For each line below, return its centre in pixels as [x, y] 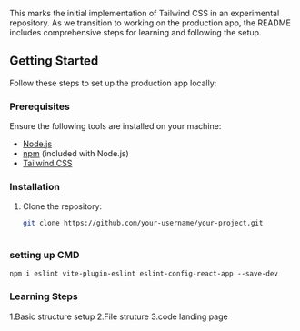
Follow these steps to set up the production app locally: [113, 83]
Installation [35, 187]
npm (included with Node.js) [75, 154]
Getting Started [54, 61]
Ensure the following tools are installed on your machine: [115, 126]
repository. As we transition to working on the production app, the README [150, 23]
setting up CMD [45, 256]
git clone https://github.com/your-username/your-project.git [143, 223]
